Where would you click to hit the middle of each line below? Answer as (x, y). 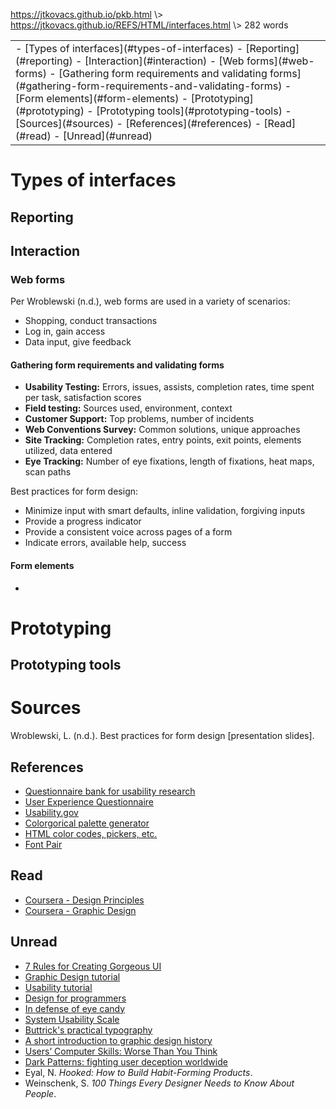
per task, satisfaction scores (83, 398)
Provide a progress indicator (83, 521)
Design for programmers (75, 998)
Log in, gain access (65, 331)
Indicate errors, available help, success (105, 543)
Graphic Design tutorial (72, 976)
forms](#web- (280, 61)
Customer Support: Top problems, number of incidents (139, 419)
